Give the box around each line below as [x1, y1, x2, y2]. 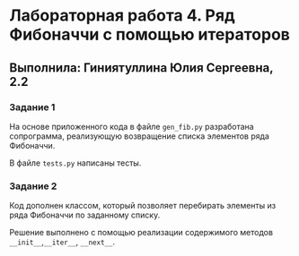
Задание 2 [9, 180, 57, 192]
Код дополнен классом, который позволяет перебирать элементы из [9, 201, 277, 211]
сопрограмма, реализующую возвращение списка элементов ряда [9, 131, 269, 141]
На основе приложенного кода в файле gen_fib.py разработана [9, 121, 254, 132]
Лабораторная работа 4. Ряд [9, 5, 235, 26]
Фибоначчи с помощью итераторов [9, 24, 290, 45]
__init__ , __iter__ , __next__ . [9, 236, 115, 247]
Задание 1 [9, 100, 56, 113]
